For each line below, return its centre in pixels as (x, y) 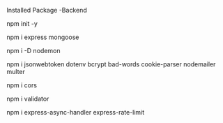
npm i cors (22, 85)
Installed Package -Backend (47, 10)
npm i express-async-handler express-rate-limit (76, 112)
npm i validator (28, 99)
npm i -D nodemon (33, 51)
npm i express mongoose (43, 37)
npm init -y (22, 23)
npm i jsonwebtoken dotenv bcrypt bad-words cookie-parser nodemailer (111, 64)
